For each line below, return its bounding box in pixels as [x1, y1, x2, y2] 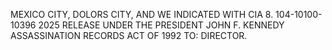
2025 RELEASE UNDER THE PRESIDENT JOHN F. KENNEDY [38, 19, 285, 31]
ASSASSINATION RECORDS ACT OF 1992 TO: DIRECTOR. [10, 30, 248, 41]
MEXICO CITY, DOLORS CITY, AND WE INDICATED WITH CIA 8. [10, 9, 274, 20]
